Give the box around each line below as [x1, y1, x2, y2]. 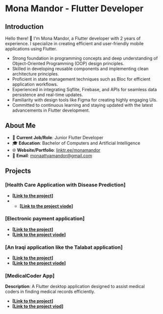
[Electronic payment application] [5, 215, 85, 222]
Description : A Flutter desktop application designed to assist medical [5, 284, 145, 290]
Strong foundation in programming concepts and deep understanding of [12, 55, 158, 61]
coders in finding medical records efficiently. [5, 289, 95, 294]
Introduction [5, 23, 44, 31]
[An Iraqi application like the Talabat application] [5, 243, 123, 250]
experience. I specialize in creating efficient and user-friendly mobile [5, 41, 144, 47]
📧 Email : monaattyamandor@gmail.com [12, 152, 92, 158]
